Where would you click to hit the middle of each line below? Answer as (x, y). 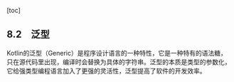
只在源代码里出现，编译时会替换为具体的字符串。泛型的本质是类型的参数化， (119, 62)
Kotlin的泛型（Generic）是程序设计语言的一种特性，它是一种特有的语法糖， (117, 53)
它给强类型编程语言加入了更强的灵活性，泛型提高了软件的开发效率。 (106, 71)
